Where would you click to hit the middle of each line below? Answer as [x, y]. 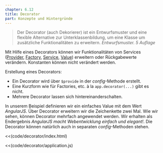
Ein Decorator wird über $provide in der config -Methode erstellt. [77, 81]
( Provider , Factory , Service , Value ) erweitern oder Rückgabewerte [71, 57]
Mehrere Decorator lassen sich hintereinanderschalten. [67, 97]
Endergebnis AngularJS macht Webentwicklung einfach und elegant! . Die [79, 121]
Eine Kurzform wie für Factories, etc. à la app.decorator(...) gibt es [81, 86]
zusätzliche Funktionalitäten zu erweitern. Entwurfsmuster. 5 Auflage [86, 43]
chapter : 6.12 [19, 9]
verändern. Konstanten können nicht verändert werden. [61, 62]
